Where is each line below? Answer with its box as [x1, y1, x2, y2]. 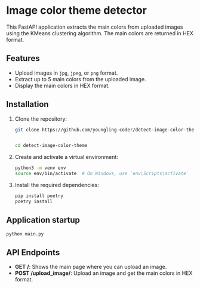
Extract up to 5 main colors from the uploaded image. [14, 75, 146, 82]
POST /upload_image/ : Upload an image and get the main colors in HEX [14, 269, 193, 277]
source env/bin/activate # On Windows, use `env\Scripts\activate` [14, 171, 189, 177]
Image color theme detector [6, 4, 147, 17]
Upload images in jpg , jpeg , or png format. [14, 69, 118, 76]
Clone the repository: [14, 115, 67, 122]
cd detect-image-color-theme [14, 143, 88, 149]
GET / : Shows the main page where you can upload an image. [14, 264, 167, 271]
